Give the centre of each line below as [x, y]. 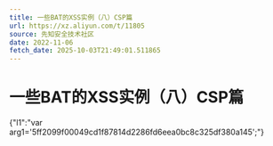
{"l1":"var [26, 123]
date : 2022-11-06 [41, 42]
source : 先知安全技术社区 [52, 34]
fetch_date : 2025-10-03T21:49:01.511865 [85, 51]
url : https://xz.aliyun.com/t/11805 [77, 26]
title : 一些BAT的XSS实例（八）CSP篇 [71, 17]
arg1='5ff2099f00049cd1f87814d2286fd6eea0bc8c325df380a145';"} [137, 132]
